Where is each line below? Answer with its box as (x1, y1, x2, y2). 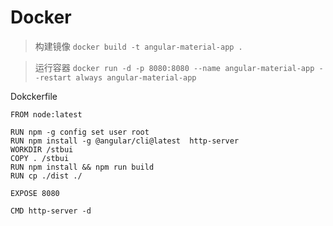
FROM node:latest (10, 109, 83, 120)
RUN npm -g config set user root (10, 127, 150, 137)
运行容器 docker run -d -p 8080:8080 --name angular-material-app (34, 61, 315, 73)
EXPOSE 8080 (10, 188, 60, 198)
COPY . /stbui (10, 153, 70, 163)
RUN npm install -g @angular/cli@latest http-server (10, 136, 240, 146)
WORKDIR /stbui (10, 144, 74, 155)
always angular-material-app (75, 72, 197, 83)
